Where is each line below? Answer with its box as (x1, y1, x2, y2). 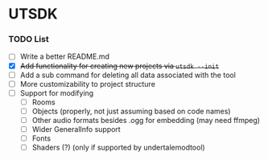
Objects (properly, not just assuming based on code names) (31, 106, 231, 116)
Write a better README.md (19, 51, 110, 61)
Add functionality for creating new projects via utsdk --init (19, 61, 220, 71)
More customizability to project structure (19, 79, 155, 88)
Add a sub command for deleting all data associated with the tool (19, 70, 236, 80)
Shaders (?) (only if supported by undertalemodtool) (31, 142, 205, 153)
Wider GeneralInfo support (31, 124, 121, 133)
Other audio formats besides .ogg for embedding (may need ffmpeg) (31, 115, 260, 125)
